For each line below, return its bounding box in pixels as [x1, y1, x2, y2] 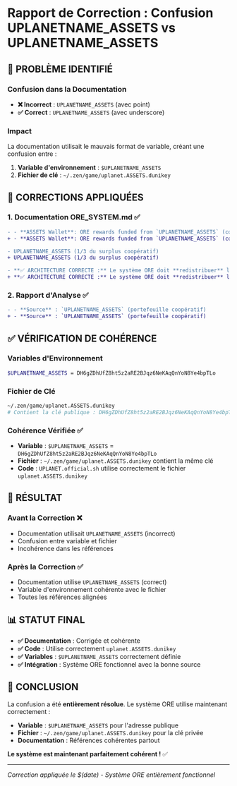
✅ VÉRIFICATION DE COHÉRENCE [7, 332, 157, 344]
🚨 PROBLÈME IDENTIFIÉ [7, 63, 113, 75]
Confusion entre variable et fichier [17, 536, 118, 545]
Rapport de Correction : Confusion [7, 5, 214, 21]
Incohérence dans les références [17, 544, 114, 552]
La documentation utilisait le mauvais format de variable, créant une [7, 143, 205, 151]
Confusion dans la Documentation [7, 84, 127, 94]
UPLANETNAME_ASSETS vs [7, 20, 176, 36]
